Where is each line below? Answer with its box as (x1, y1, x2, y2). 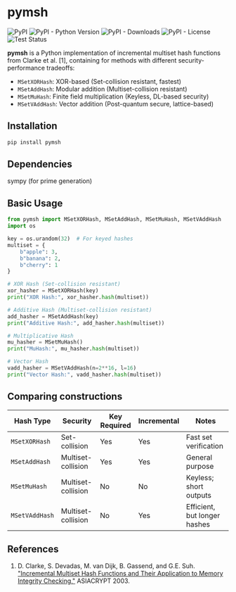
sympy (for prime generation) (7, 177, 93, 185)
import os (7, 222, 37, 229)
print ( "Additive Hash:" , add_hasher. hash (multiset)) (7, 320, 165, 327)
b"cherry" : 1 (20, 261, 58, 268)
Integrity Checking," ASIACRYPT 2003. (17, 577, 130, 585)
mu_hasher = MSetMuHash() (7, 339, 83, 346)
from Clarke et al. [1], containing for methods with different (7, 56, 177, 64)
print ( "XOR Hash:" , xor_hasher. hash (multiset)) (7, 294, 150, 301)
